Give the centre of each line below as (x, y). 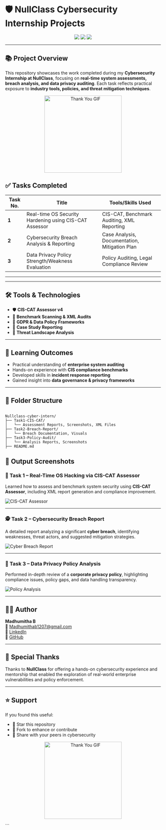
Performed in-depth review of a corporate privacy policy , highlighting (77, 574)
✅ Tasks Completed (36, 186)
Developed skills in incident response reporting (61, 375)
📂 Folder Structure (34, 400)
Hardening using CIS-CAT (57, 220)
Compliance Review (125, 264)
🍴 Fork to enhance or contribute (45, 729)
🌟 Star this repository (34, 724)
